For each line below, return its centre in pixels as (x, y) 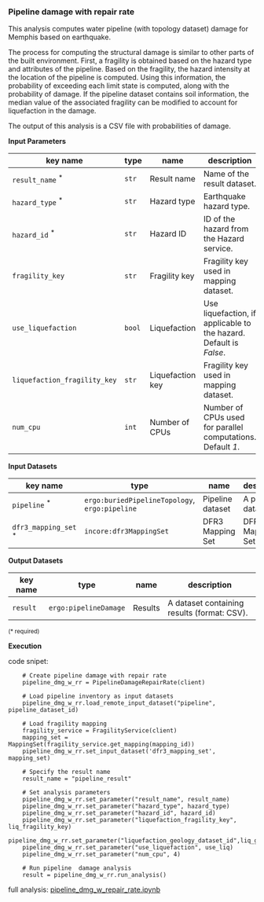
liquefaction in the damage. (52, 111)
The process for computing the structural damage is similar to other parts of (131, 53)
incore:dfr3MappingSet (126, 532)
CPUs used (224, 417)
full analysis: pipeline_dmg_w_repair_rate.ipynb (84, 889)
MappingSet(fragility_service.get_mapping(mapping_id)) (101, 745)
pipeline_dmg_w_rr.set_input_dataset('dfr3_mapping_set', (119, 752)
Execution (25, 646)
